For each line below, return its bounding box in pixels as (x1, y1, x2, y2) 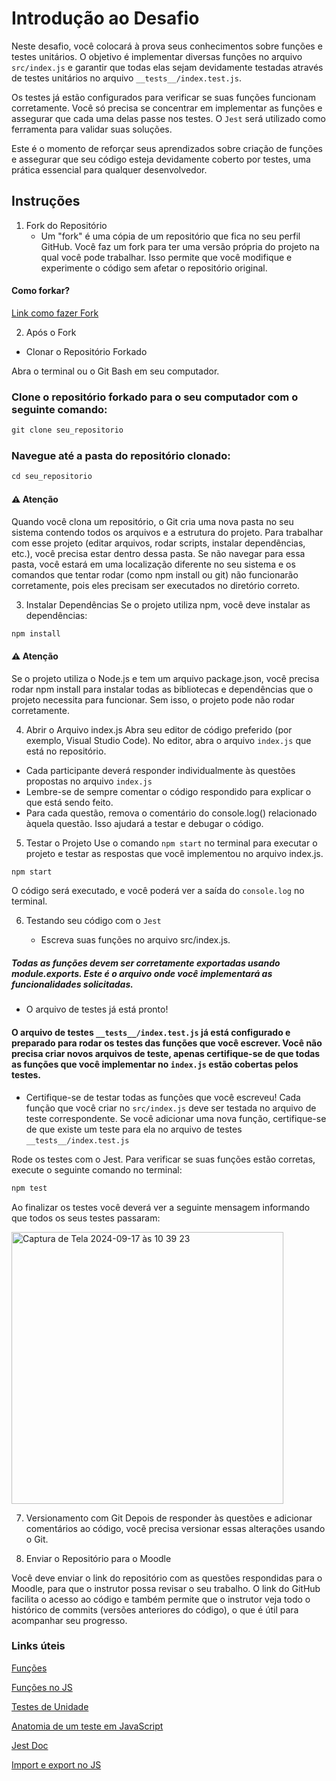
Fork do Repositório (25, 219, 108, 231)
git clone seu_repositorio (11, 425, 124, 436)
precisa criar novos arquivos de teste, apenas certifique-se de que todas (11, 1048, 321, 1060)
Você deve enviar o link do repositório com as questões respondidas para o (11, 1572, 323, 1584)
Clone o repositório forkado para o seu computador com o (11, 390, 299, 404)
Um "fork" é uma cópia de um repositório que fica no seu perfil (40, 230, 301, 242)
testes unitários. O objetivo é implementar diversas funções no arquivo (11, 50, 303, 62)
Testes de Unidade (11, 1700, 89, 1712)
